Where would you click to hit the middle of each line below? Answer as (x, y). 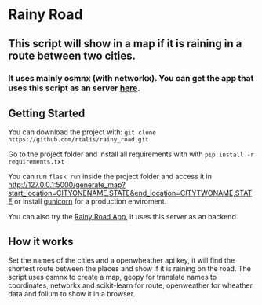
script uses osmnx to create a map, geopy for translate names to (113, 277)
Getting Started (47, 113)
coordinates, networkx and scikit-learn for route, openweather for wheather (131, 285)
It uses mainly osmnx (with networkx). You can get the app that (131, 78)
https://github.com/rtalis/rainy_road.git (78, 140)
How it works (41, 241)
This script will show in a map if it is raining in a (125, 44)
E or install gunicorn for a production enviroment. (87, 201)
